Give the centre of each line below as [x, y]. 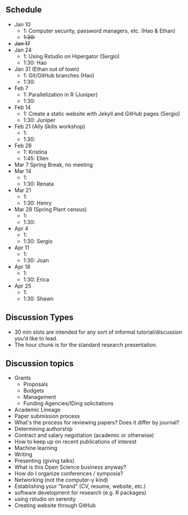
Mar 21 [22, 190]
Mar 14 [23, 171]
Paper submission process [47, 416]
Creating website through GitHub [55, 505]
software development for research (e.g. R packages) [80, 493]
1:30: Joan [36, 260]
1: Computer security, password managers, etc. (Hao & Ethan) [99, 31]
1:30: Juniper [39, 120]
